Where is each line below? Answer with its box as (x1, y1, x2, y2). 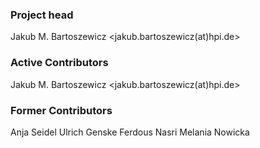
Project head (10, 8, 74, 22)
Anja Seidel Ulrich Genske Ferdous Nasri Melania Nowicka (10, 126, 250, 138)
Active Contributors (10, 56, 109, 70)
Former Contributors (10, 103, 113, 117)
